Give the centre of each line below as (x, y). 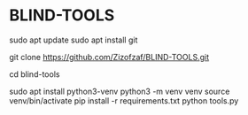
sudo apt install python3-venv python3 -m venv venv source (120, 91)
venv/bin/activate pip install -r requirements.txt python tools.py (124, 100)
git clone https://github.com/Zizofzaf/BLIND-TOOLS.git (109, 57)
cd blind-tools (35, 74)
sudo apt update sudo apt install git (74, 40)
